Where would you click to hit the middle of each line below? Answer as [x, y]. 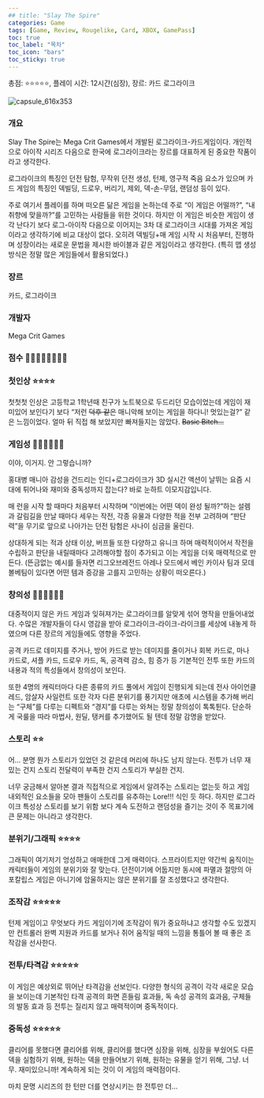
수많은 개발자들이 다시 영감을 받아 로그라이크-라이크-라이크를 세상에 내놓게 [133, 623]
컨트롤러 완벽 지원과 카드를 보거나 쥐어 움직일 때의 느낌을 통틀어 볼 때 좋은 [130, 933]
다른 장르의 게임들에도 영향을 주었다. [85, 634]
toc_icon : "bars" [37, 52]
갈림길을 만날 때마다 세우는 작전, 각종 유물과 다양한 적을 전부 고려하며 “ [125, 516]
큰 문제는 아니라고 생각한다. [50, 816]
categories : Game [37, 23]
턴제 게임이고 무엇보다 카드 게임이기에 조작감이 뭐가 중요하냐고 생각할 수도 [122, 923]
